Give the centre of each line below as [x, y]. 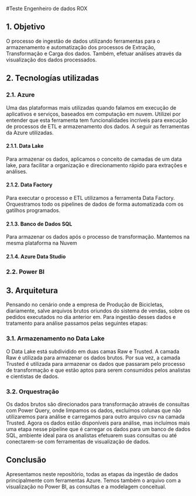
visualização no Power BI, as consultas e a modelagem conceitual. [86, 487]
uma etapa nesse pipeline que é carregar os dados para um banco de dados [98, 429]
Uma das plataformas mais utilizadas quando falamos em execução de [91, 107]
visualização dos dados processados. [51, 60]
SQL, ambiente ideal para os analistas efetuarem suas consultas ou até [92, 436]
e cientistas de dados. [33, 376]
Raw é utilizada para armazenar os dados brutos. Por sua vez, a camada [93, 358]
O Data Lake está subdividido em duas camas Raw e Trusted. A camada [93, 351]
